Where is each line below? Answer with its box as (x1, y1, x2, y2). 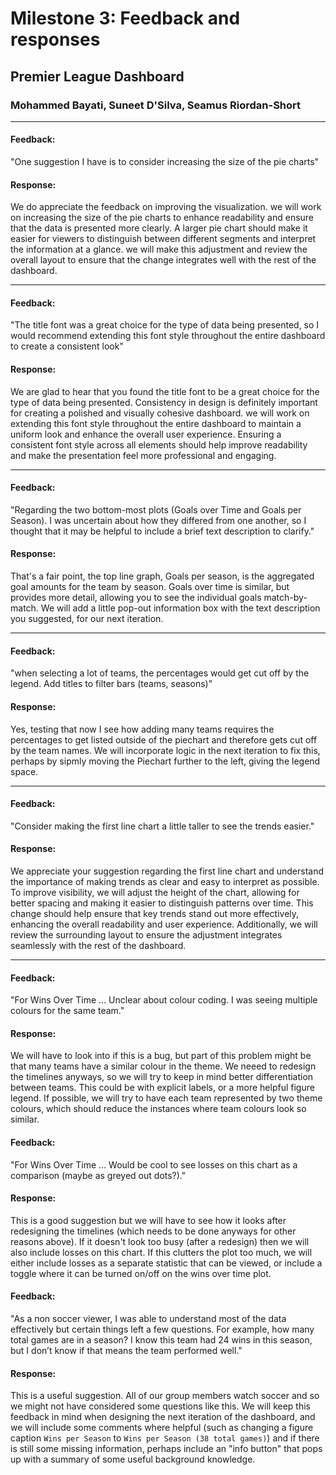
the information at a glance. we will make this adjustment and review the (10, 243, 308, 256)
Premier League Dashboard (10, 68, 185, 85)
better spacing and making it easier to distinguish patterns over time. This (10, 897, 314, 909)
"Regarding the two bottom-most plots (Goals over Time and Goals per (10, 503, 302, 516)
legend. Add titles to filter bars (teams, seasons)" (10, 678, 213, 690)
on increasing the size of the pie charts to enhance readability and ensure (10, 212, 315, 224)
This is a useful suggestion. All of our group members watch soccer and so (10, 1390, 320, 1402)
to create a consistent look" (10, 340, 124, 352)
